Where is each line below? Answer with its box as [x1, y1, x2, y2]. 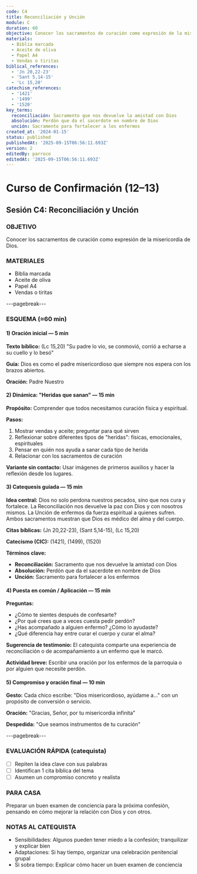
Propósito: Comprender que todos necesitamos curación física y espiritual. [6, 404, 189, 412]
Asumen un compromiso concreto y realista [14, 773, 120, 780]
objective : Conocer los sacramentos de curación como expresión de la [6, 31, 182, 36]
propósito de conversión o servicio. [6, 698, 92, 705]
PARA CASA [6, 789, 41, 797]
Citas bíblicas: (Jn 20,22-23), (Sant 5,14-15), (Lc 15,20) [6, 526, 140, 533]
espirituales [14, 439, 43, 447]
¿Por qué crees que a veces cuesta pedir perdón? [14, 618, 135, 625]
